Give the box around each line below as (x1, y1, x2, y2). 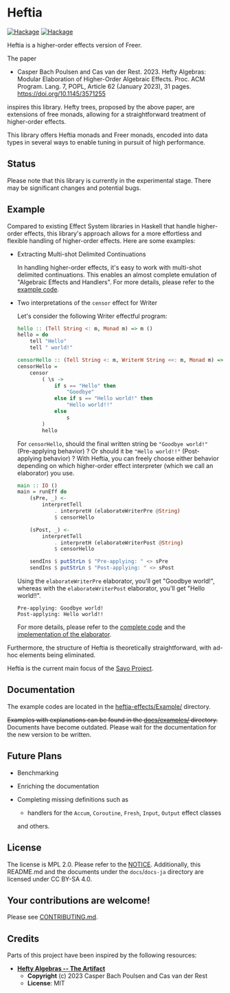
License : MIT (27, 979, 65, 987)
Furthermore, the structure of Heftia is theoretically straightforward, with (7, 643, 211, 652)
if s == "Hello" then (54, 382, 116, 389)
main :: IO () (16, 482, 58, 489)
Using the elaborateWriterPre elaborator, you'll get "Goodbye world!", (16, 577, 215, 586)
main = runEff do (16, 489, 67, 495)
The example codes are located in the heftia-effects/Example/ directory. (7, 702, 211, 710)
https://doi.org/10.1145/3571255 (16, 89, 106, 98)
